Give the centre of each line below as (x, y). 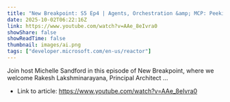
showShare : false (32, 32)
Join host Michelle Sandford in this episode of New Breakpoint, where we (111, 70)
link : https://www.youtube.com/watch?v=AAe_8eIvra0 (82, 26)
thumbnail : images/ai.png (44, 45)
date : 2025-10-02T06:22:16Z (47, 20)
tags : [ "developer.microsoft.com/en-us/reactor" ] (79, 52)
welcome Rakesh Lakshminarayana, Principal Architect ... (88, 78)
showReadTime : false (37, 39)
